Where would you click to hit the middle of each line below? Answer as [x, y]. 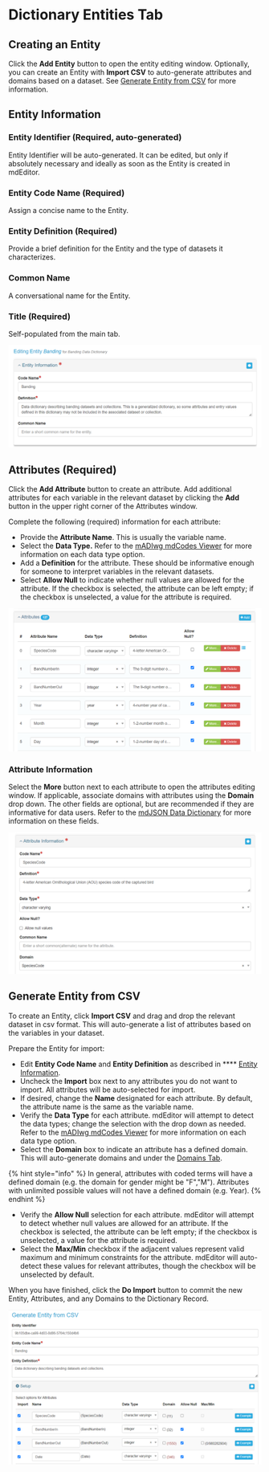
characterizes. [32, 257]
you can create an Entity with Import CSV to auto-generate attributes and [130, 72]
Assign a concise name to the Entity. [68, 210]
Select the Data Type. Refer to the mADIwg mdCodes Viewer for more [136, 546]
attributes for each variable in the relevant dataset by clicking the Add [124, 497]
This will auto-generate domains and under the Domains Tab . [121, 1158]
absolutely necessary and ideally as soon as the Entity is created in [119, 163]
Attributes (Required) [63, 470]
